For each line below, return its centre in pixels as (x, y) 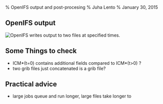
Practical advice (31, 84)
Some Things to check (41, 51)
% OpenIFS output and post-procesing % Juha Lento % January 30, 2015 (82, 7)
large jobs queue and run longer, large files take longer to (72, 96)
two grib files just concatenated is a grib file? (59, 68)
